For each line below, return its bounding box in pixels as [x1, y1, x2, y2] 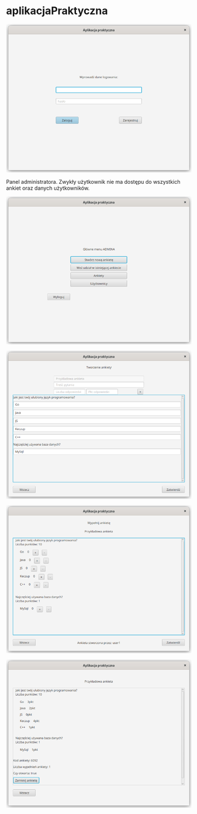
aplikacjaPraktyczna [6, 4, 108, 18]
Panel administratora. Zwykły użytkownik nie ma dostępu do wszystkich [6, 178, 181, 185]
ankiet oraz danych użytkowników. [6, 184, 90, 191]
